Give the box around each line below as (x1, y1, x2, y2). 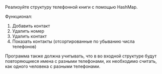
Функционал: (5, 14, 33, 19)
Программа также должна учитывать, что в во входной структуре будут (5, 53, 157, 59)
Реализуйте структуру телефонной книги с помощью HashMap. (5, 4, 138, 10)
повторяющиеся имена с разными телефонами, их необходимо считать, (5, 58, 157, 64)
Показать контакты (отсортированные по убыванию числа (12, 38, 135, 44)
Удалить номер (12, 28, 45, 34)
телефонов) (12, 44, 37, 49)
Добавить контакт (12, 23, 50, 29)
